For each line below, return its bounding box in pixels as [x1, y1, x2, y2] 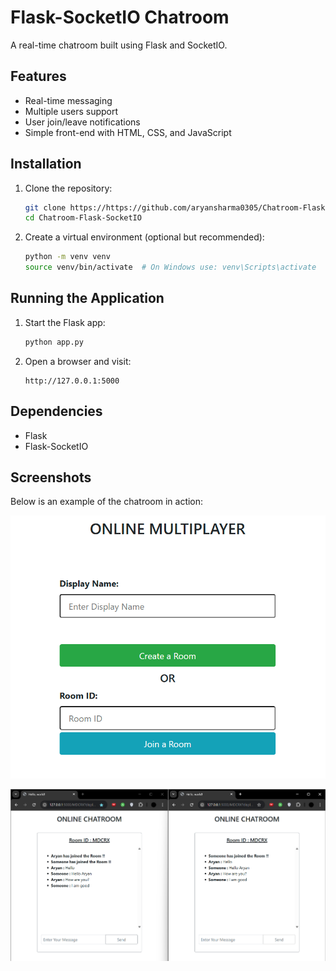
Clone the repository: [24, 182, 113, 194]
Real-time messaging [24, 94, 113, 106]
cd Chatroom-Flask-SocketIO [24, 213, 142, 223]
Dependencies [10, 403, 103, 420]
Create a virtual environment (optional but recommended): [24, 231, 265, 243]
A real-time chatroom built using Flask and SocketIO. [10, 39, 228, 51]
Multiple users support [24, 105, 119, 117]
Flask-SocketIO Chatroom [10, 6, 230, 29]
